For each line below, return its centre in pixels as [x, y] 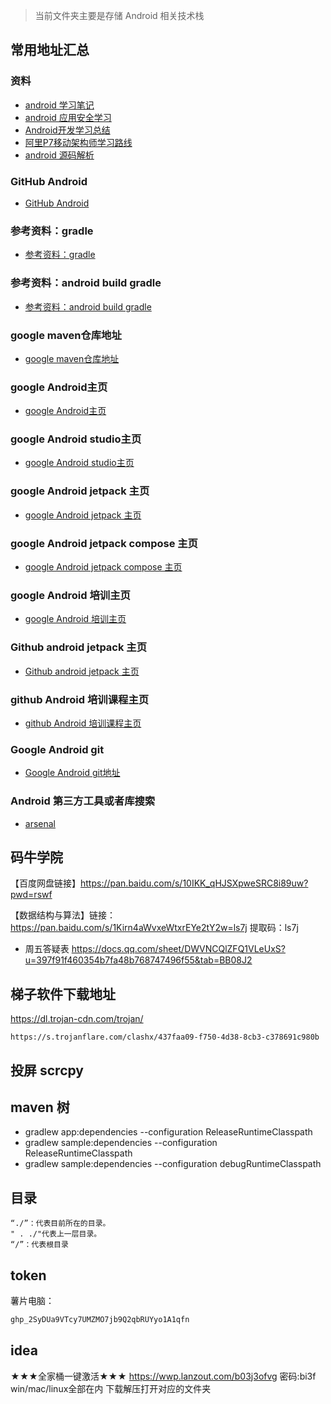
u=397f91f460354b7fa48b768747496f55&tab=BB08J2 [138, 960]
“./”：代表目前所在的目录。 [60, 1224]
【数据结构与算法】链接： [63, 915]
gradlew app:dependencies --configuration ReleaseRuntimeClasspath [168, 1132]
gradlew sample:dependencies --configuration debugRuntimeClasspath [173, 1164]
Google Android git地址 [72, 773]
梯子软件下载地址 [63, 994]
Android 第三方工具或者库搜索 [83, 801]
